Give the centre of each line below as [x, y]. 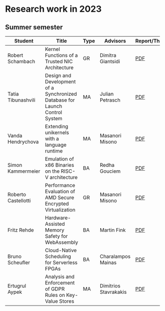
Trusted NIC [59, 61]
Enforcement [60, 283]
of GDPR [55, 289]
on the [52, 171]
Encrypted [57, 204]
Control [54, 112]
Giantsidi [110, 61]
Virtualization [60, 210]
